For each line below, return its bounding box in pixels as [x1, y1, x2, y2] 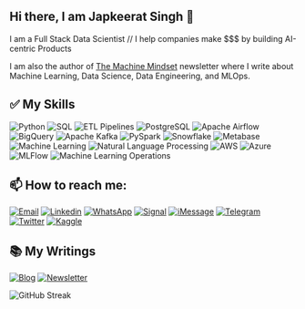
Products [37, 43, 72, 54]
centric [9, 43, 36, 54]
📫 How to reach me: [9, 178, 127, 193]
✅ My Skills [9, 97, 76, 112]
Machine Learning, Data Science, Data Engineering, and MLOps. [9, 70, 250, 81]
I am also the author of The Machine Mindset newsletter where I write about [9, 60, 294, 71]
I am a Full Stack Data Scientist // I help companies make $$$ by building [9, 33, 284, 44]
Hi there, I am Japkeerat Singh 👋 [9, 9, 194, 25]
